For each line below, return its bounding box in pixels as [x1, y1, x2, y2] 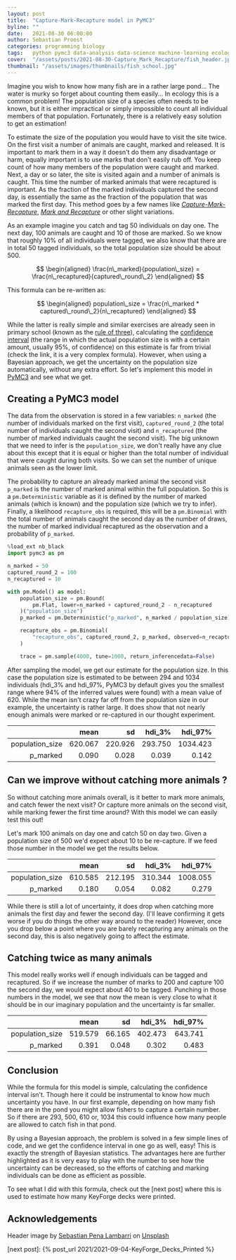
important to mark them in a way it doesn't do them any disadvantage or [7, 148, 216, 156]
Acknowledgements [7, 1213, 98, 1225]
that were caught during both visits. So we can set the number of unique [7, 456, 217, 465]
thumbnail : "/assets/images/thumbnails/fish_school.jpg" [7, 63, 178, 70]
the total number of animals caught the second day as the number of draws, [7, 514, 228, 524]
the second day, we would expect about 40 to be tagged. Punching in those [7, 985, 227, 994]
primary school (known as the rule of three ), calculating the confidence [7, 327, 214, 336]
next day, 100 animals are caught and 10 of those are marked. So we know [7, 228, 223, 237]
